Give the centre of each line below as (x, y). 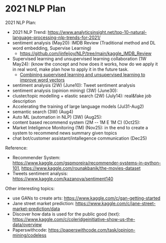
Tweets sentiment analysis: (40, 173)
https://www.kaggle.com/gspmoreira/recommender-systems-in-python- (86, 163)
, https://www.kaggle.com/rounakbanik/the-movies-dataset (80, 168)
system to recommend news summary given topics (65, 133)
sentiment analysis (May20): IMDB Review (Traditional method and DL (84, 42)
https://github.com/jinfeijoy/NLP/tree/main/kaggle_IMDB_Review (85, 53)
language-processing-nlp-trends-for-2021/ (56, 37)
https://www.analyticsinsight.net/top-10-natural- (97, 32)
